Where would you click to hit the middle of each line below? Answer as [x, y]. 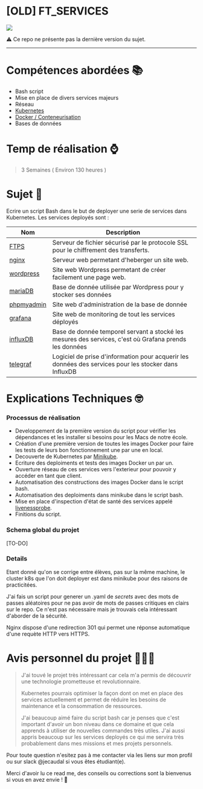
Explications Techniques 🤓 [75, 398]
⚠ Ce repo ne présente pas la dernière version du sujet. [76, 39]
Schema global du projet [43, 530]
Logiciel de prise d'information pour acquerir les [121, 356]
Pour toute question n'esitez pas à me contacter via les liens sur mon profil [99, 755]
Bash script [29, 91]
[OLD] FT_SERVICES [57, 11]
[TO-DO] [17, 543]
